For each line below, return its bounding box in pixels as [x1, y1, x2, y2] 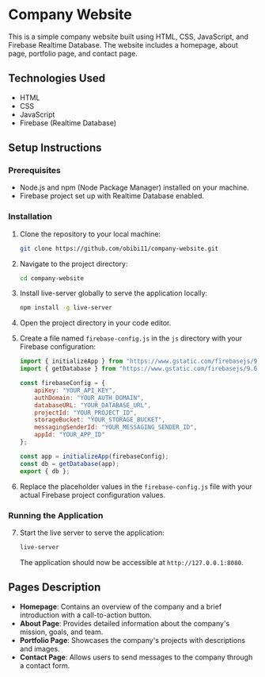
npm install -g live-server [19, 304, 112, 312]
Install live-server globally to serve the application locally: [19, 288, 208, 298]
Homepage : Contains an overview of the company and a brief [19, 602, 222, 611]
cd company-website [19, 274, 85, 283]
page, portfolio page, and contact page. [8, 48, 138, 58]
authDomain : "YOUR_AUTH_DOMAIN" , [34, 394, 145, 402]
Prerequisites [8, 165, 61, 176]
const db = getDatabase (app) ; [19, 460, 120, 467]
